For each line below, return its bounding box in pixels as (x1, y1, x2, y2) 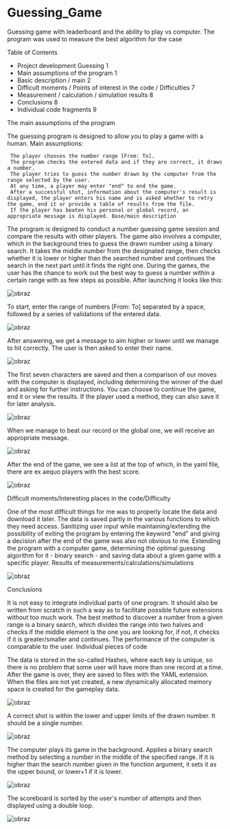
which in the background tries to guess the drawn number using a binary (7, 239, 213, 247)
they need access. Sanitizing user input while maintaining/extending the (7, 522, 211, 530)
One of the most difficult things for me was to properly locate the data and (7, 507, 218, 516)
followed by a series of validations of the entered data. (7, 309, 161, 318)
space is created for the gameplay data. (7, 685, 120, 693)
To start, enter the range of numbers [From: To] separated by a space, (7, 302, 206, 311)
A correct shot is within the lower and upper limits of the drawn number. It (7, 711, 216, 720)
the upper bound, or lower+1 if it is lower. (7, 767, 123, 775)
